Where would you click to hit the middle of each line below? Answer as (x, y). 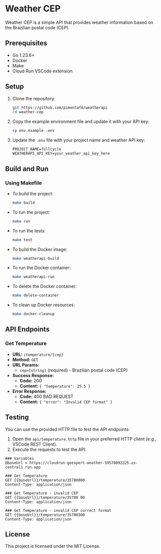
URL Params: (26, 365)
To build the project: (33, 193)
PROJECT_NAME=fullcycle (37, 149)
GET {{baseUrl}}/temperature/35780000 (45, 480)
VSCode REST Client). (35, 444)
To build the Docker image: (40, 249)
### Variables (20, 458)
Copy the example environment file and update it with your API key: (81, 121)
